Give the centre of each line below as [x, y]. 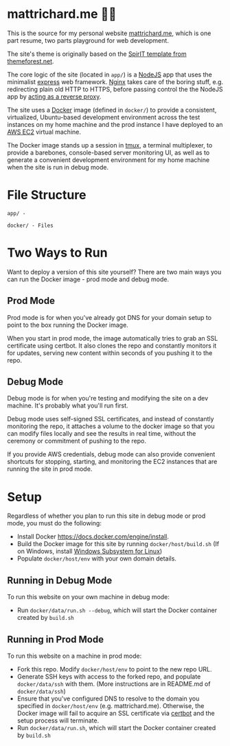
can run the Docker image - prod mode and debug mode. [88, 279]
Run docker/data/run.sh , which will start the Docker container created [116, 728]
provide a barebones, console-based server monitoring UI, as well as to [108, 152]
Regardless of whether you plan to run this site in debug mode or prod [106, 516]
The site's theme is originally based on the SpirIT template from [97, 54]
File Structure [47, 195]
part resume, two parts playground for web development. [88, 40]
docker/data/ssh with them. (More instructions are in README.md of [114, 684]
